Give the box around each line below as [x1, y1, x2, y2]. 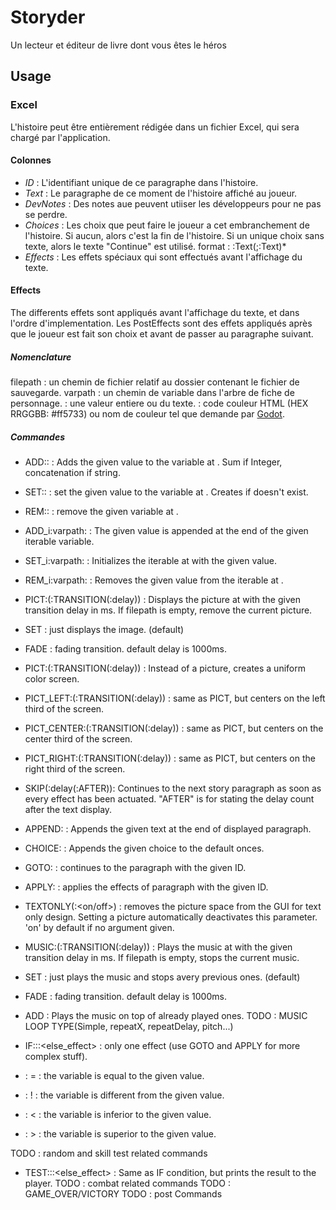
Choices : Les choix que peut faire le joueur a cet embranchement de [24, 219, 310, 231]
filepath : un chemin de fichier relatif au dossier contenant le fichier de [10, 376, 300, 388]
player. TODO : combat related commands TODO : [24, 1177, 231, 1189]
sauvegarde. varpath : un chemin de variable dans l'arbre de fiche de [10, 387, 295, 398]
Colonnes [10, 154, 52, 166]
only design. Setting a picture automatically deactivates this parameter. [24, 911, 318, 923]
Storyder [10, 6, 86, 29]
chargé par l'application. [10, 131, 111, 143]
